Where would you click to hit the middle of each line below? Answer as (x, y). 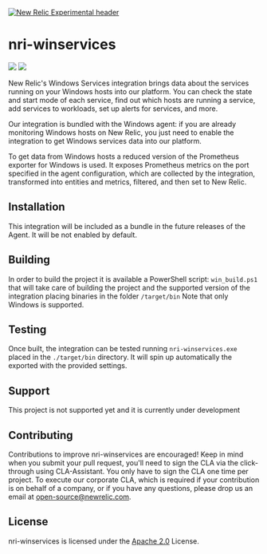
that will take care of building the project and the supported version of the (130, 287)
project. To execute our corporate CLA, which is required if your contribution (134, 480)
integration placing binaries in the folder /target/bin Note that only (118, 296)
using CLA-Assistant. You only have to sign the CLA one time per (142, 471)
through (21, 471)
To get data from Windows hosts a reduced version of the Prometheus (124, 156)
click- (249, 463)
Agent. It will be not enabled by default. (73, 235)
